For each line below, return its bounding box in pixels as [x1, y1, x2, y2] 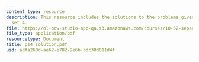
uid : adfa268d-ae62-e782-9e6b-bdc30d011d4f [6, 47, 115, 53]
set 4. [11, 19, 28, 25]
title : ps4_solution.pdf [6, 42, 68, 48]
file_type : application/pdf [6, 31, 76, 37]
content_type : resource [6, 8, 65, 15]
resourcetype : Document [6, 36, 65, 42]
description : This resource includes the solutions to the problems [6, 14, 179, 20]
